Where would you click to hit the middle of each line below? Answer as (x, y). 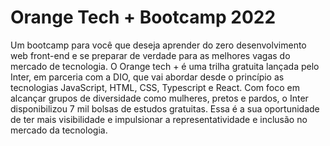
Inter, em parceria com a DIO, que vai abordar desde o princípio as (147, 77)
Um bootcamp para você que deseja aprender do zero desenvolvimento (158, 45)
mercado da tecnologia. (59, 130)
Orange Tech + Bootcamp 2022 (143, 17)
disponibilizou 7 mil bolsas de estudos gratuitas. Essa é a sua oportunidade (165, 108)
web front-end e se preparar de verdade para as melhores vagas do (150, 55)
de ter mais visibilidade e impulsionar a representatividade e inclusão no (159, 119)
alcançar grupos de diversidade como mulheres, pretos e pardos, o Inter (159, 98)
